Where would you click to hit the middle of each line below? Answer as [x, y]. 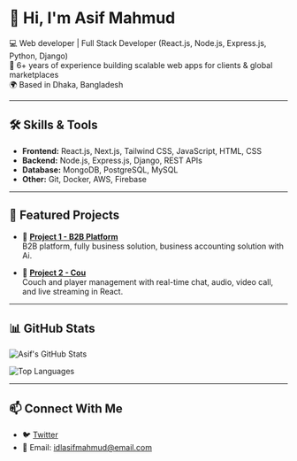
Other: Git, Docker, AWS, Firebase [84, 179]
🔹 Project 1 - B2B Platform [70, 236]
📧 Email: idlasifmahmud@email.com [87, 448]
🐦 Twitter [40, 435]
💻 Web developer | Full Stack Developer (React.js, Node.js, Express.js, [138, 42]
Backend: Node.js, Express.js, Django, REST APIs [112, 160]
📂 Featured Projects [65, 215]
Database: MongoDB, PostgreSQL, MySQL [100, 169]
